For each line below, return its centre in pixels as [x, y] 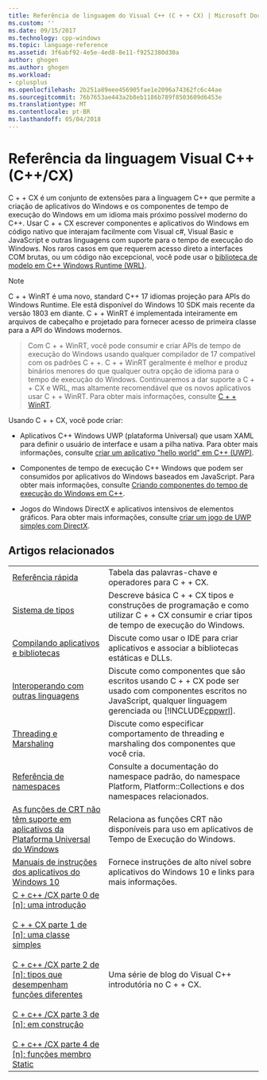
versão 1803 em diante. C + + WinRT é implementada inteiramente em [123, 313]
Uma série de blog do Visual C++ [170, 974]
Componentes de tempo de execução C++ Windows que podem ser [132, 468]
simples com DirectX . [54, 526]
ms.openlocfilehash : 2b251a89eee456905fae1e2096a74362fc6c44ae [115, 90]
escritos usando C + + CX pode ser [174, 680]
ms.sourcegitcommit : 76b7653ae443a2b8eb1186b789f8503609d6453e [115, 97]
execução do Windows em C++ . [72, 493]
